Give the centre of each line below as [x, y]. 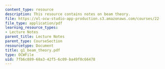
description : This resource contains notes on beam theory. [68, 14]
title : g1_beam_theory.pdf [33, 50]
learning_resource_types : [31, 28]
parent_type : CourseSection [34, 41]
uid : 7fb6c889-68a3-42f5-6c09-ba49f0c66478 [50, 59]
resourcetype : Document [29, 46]
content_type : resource [29, 9]
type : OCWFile [20, 55]
